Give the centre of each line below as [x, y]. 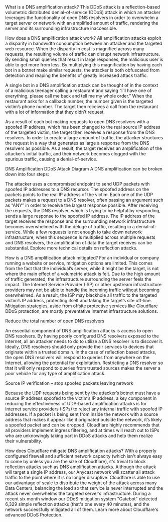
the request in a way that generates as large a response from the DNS [77, 143]
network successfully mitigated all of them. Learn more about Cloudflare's [82, 509]
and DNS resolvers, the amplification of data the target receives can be [78, 243]
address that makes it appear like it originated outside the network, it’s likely [83, 420]
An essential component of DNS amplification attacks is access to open [79, 331]
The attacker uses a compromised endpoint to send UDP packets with [77, 184]
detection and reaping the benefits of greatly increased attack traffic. [76, 75]
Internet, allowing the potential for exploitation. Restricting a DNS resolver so [84, 363]
